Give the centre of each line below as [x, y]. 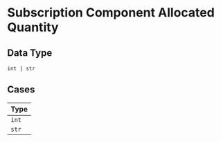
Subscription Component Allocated [111, 13]
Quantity [33, 27]
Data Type [30, 53]
